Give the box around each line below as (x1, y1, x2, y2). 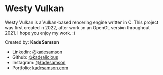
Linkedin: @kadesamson (12, 49, 63, 55)
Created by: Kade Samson (5, 39, 59, 45)
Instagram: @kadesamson (12, 59, 66, 65)
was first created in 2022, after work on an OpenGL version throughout (5, 24, 150, 30)
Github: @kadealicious (12, 54, 58, 60)
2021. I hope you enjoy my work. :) (5, 30, 76, 36)
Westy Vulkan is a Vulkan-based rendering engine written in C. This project (5, 19, 159, 25)
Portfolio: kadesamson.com (12, 65, 68, 71)
